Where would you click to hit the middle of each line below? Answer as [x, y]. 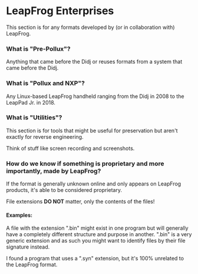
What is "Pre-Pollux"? [38, 48]
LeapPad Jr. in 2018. [31, 102]
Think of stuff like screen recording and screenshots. [70, 148]
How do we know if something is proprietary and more [85, 164]
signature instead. [28, 247]
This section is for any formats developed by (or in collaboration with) [90, 27]
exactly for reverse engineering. [45, 136]
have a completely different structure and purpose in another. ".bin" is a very [99, 234]
